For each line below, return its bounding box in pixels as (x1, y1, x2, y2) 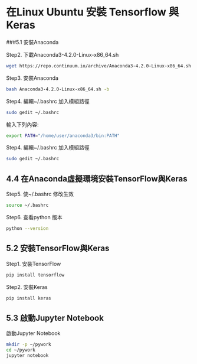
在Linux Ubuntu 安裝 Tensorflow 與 (6, 5, 179, 19)
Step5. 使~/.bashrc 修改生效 (6, 190, 74, 198)
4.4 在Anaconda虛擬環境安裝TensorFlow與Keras (6, 174, 188, 184)
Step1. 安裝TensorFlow (6, 260, 61, 267)
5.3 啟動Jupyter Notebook (6, 313, 104, 323)
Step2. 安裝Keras (6, 283, 48, 290)
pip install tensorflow (6, 272, 65, 278)
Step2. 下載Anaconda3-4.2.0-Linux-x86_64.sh (6, 51, 119, 58)
